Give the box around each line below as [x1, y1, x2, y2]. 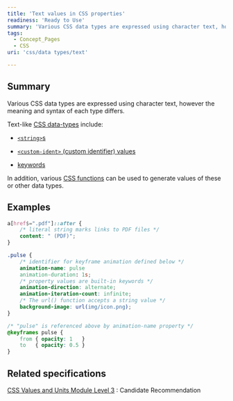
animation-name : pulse [19, 265, 85, 272]
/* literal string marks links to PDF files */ [19, 227, 159, 234]
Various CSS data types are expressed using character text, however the [7, 99, 215, 108]
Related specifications [7, 368, 106, 379]
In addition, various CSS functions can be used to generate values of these [7, 174, 222, 182]
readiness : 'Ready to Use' [7, 17, 85, 24]
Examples [7, 202, 51, 213]
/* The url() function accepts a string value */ [19, 297, 166, 304]
